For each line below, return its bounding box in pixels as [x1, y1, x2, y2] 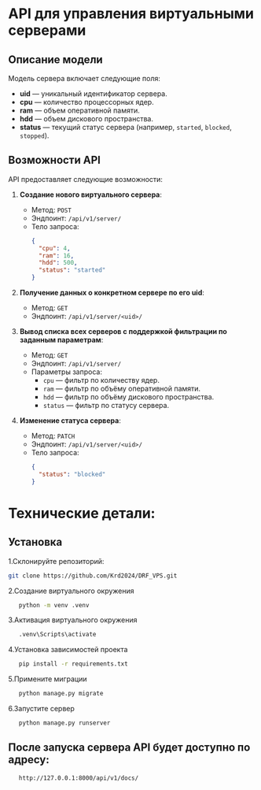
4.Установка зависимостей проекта [8, 645, 128, 655]
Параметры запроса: [31, 367, 102, 376]
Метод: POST [31, 205, 72, 214]
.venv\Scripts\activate [18, 631, 97, 639]
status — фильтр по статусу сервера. [42, 401, 170, 410]
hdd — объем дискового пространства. [19, 114, 153, 123]
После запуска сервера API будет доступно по [8, 741, 251, 755]
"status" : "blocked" [38, 470, 106, 478]
